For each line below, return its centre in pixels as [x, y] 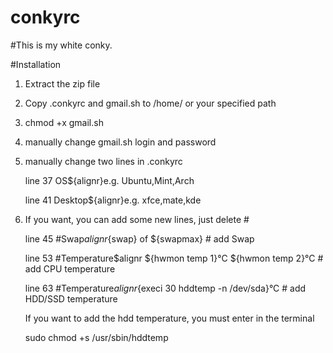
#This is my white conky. [61, 45]
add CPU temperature [70, 268]
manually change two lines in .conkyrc [103, 161]
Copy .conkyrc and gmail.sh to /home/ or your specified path [150, 103]
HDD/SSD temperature [71, 298]
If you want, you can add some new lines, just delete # [137, 219]
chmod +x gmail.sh [64, 122]
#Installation [36, 64]
